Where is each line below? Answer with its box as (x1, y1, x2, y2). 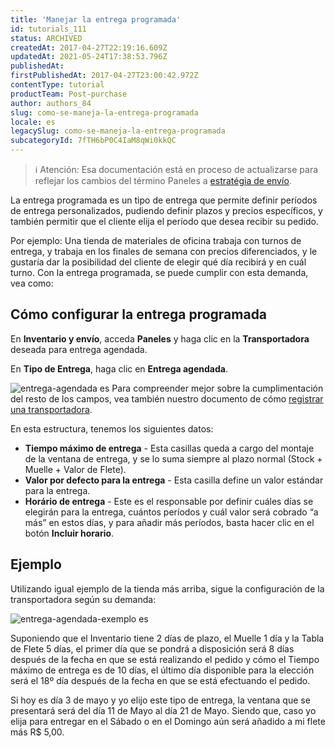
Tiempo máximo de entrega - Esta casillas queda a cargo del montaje (24, 442, 315, 454)
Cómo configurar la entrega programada (10, 306, 268, 323)
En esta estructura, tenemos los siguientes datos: (10, 422, 214, 435)
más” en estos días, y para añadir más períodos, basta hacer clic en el (24, 516, 315, 528)
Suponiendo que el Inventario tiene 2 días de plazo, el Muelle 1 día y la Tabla (10, 632, 325, 644)
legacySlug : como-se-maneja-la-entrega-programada (10, 126, 226, 136)
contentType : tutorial (10, 80, 105, 90)
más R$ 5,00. (10, 726, 65, 738)
